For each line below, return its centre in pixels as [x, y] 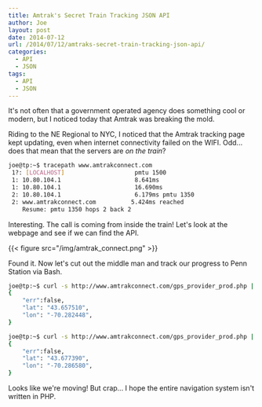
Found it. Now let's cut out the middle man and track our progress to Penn [128, 263]
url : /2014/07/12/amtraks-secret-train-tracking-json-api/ [107, 45]
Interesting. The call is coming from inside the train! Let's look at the [118, 224]
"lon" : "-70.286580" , [57, 366]
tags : [17, 74]
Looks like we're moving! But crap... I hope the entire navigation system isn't [131, 388]
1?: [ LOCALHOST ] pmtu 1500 [89, 173]
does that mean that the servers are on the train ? [87, 151]
